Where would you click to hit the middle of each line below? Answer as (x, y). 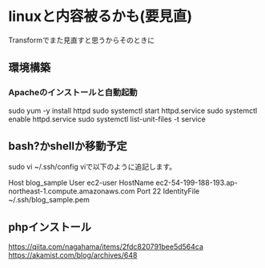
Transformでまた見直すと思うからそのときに (81, 40)
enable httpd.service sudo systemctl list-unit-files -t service (107, 119)
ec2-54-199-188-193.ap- (197, 183)
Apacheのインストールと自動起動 (73, 93)
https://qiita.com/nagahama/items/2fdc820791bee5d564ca (106, 247)
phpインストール (50, 227)
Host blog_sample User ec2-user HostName (81, 183)
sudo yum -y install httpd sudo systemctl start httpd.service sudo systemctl (133, 110)
